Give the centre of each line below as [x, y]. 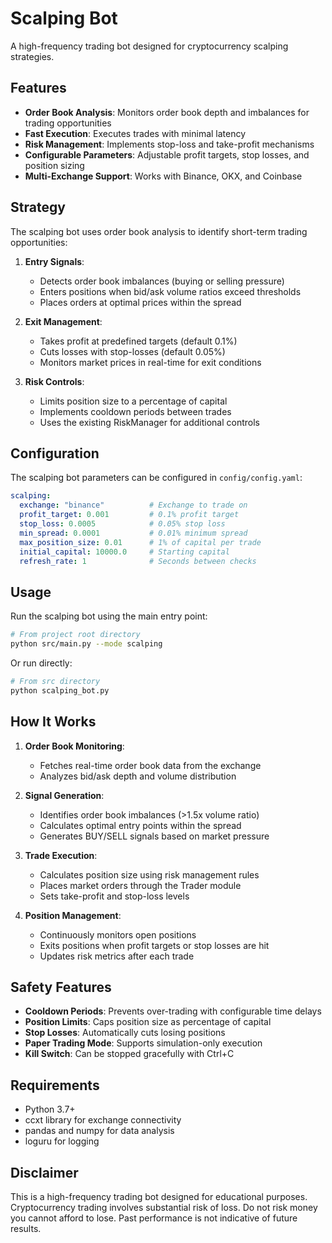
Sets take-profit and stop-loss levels [114, 896]
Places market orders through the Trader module [140, 885]
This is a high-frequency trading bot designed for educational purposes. [159, 1196]
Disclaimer [44, 1172]
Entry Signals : [54, 261]
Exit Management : [63, 321]
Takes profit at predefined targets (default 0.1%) [138, 341]
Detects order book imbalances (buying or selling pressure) [162, 281]
